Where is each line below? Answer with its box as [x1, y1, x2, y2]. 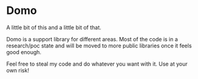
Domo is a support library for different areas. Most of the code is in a [6, 35, 178, 43]
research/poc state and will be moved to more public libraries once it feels [6, 42, 193, 49]
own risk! [6, 66, 29, 74]
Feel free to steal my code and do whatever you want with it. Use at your [6, 60, 188, 67]
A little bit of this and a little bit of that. [6, 24, 101, 31]
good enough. [6, 48, 41, 55]
